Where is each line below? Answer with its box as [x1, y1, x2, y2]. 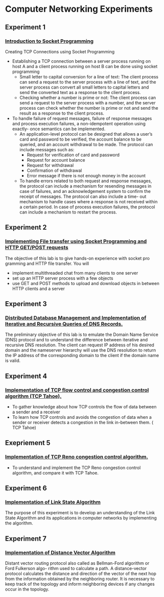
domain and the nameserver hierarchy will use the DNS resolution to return [5, 347, 156, 353]
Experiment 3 [5, 300, 47, 308]
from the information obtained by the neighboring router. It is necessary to [5, 576, 155, 581]
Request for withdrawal [26, 162, 74, 168]
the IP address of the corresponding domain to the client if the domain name [5, 353, 159, 358]
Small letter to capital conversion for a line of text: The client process [19, 73, 159, 79]
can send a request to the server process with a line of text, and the [19, 79, 157, 85]
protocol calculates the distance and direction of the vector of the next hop [5, 571, 157, 576]
